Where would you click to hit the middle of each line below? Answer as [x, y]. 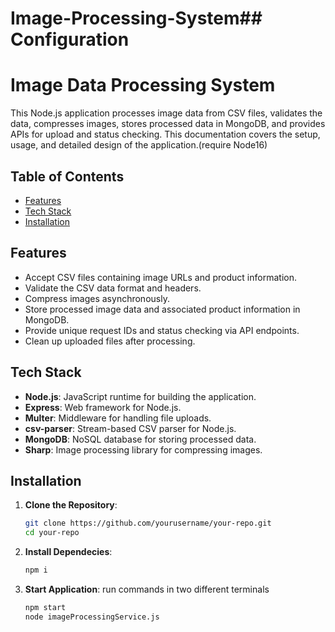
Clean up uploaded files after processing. [110, 341]
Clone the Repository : [71, 505]
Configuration [70, 39]
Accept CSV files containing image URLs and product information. [160, 277]
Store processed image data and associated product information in [162, 309]
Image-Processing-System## [136, 18]
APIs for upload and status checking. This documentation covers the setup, [165, 134]
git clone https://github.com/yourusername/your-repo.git [148, 523]
